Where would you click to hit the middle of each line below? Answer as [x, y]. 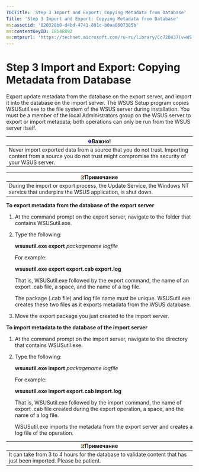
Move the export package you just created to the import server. [92, 316]
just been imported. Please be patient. [55, 461]
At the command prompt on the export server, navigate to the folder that [103, 217]
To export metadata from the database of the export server [80, 205]
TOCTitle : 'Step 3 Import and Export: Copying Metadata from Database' [96, 12]
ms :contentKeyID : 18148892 [39, 31]
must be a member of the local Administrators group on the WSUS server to [99, 115]
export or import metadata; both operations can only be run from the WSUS [98, 122]
